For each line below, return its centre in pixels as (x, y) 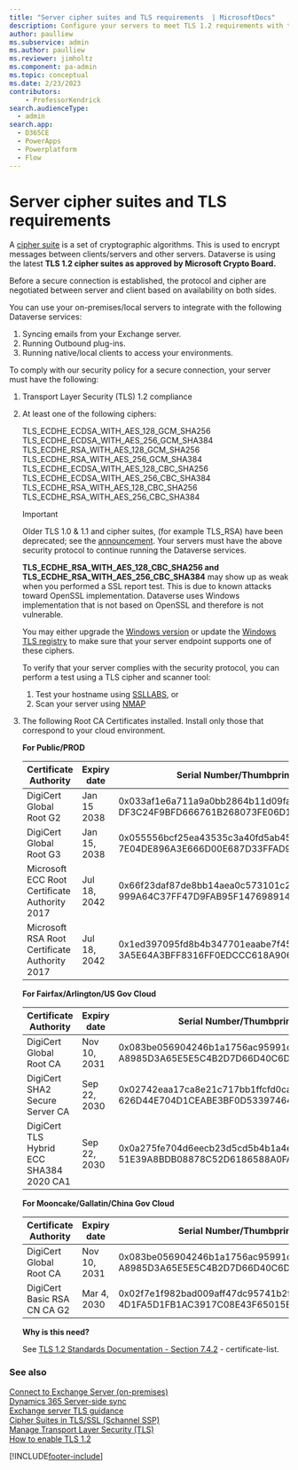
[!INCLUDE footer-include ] (56, 1456)
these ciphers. (48, 651)
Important (40, 515)
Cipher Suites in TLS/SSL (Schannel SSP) (85, 1419)
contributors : (35, 91)
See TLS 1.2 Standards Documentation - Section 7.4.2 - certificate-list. (150, 1349)
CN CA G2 (48, 1310)
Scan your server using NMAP (90, 704)
